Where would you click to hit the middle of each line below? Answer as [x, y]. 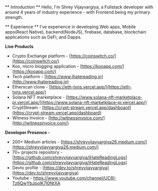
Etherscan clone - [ [31, 87]
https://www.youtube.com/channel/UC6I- [75, 178]
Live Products [19, 46]
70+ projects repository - [37, 152]
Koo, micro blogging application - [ [47, 66]
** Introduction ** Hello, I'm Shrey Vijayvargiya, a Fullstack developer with [79, 7]
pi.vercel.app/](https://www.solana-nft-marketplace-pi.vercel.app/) [79, 102]
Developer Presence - [27, 132]
